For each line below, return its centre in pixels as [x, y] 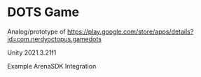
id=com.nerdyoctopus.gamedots [54, 38]
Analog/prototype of [37, 31]
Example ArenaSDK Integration [52, 66]
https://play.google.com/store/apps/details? [130, 31]
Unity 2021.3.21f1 [32, 52]
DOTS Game [43, 12]
